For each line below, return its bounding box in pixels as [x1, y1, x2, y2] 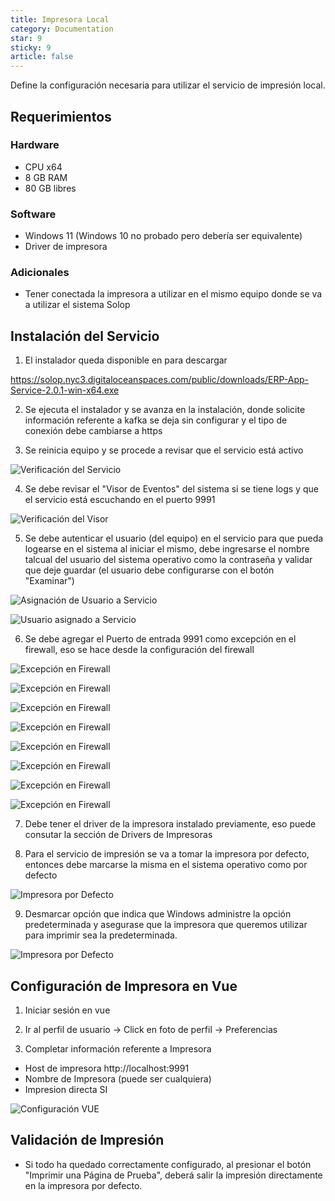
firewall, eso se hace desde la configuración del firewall [24, 644, 255, 656]
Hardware [10, 138, 60, 152]
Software [10, 207, 57, 221]
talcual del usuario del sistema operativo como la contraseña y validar [24, 554, 313, 566]
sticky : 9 [10, 42, 52, 53]
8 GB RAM [24, 171, 68, 183]
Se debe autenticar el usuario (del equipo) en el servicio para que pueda [24, 532, 324, 545]
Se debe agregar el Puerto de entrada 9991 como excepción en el [24, 633, 297, 645]
